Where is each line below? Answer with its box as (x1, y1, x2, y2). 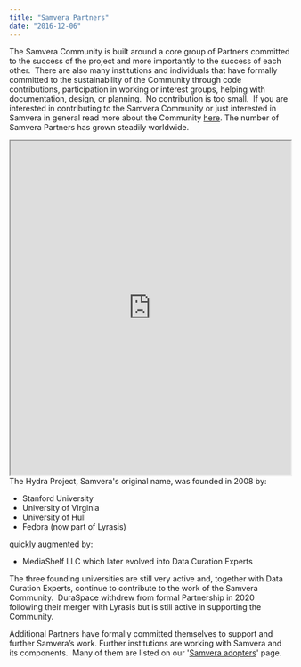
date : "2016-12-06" (9, 21, 82, 30)
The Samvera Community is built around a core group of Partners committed (9, 45, 290, 56)
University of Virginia (21, 502, 100, 513)
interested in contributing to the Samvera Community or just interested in (9, 103, 277, 113)
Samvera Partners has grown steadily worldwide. (9, 121, 190, 132)
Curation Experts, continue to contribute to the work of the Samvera (9, 582, 258, 593)
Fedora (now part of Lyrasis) (21, 521, 126, 531)
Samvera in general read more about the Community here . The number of (9, 112, 280, 123)
